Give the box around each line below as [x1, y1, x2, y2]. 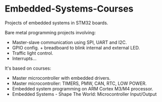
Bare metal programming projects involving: [5, 29, 96, 35]
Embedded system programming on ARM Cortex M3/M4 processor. [12, 85, 153, 91]
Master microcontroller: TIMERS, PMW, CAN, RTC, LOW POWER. [12, 80, 147, 86]
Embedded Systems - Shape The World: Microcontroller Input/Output [12, 91, 157, 97]
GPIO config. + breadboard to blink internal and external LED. [12, 44, 140, 50]
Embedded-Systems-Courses [5, 3, 134, 15]
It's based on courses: [5, 65, 52, 71]
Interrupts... [12, 55, 36, 61]
